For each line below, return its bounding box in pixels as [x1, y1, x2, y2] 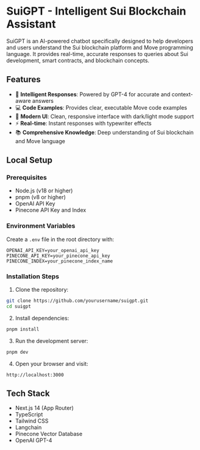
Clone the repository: [15, 286, 69, 294]
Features [6, 74, 41, 85]
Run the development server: [15, 337, 88, 345]
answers [32, 97, 54, 104]
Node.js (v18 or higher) [15, 187, 73, 194]
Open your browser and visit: [15, 360, 88, 367]
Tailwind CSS [15, 417, 49, 424]
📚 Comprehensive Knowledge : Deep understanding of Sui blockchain [15, 128, 194, 136]
